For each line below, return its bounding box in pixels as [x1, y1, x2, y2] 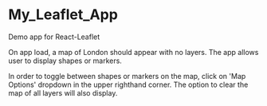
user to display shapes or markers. [8, 56, 122, 65]
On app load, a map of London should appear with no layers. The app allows [8, 47, 259, 57]
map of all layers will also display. [8, 88, 118, 97]
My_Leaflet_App [8, 6, 118, 24]
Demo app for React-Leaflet [8, 32, 100, 41]
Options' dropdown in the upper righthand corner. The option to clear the [8, 80, 249, 89]
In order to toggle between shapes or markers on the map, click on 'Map [8, 71, 246, 80]
